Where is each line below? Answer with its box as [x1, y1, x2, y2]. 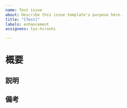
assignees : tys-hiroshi [5, 26, 56, 32]
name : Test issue [5, 7, 43, 13]
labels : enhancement [5, 21, 50, 27]
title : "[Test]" [5, 17, 40, 22]
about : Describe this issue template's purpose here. [5, 12, 123, 17]
